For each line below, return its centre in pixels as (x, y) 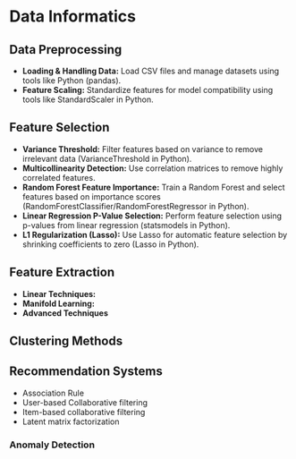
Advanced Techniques (65, 313)
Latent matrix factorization (71, 421)
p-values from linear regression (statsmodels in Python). (126, 225)
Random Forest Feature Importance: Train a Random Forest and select (153, 187)
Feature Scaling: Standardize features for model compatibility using (148, 90)
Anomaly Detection (52, 445)
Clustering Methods (66, 341)
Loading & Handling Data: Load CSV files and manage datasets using (151, 71)
